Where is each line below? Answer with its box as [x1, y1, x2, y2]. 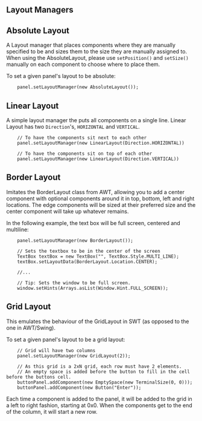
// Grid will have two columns [17, 347, 96, 353]
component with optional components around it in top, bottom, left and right [6, 195, 195, 202]
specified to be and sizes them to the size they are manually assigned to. [6, 48, 188, 55]
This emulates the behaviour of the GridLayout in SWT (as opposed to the [6, 318, 189, 325]
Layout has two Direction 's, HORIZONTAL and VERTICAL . [6, 123, 140, 131]
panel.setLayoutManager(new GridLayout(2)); [17, 353, 131, 359]
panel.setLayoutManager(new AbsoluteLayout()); [17, 84, 139, 90]
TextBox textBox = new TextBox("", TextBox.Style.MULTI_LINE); [17, 253, 180, 259]
